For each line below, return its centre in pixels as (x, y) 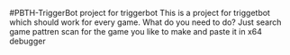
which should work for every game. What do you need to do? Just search (145, 22)
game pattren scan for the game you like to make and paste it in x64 (136, 31)
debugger (28, 41)
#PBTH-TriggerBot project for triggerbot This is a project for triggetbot (140, 13)
